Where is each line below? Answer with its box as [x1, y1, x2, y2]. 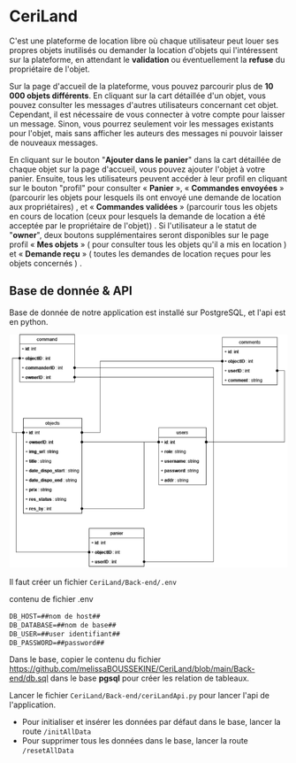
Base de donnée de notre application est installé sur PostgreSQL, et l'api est [9, 307, 286, 318]
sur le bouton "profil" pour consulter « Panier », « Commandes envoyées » [9, 182, 285, 193]
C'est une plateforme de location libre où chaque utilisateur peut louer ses [9, 35, 279, 46]
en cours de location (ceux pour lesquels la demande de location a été [9, 211, 266, 221]
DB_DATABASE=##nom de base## [9, 621, 117, 630]
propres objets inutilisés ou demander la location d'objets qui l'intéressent [9, 44, 278, 55]
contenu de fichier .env [9, 594, 95, 605]
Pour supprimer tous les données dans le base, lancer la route [21, 736, 249, 746]
